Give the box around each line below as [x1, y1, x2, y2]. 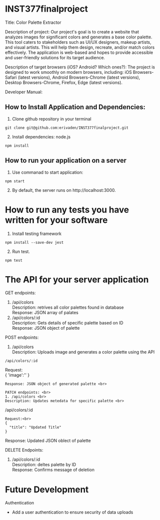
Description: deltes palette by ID [12, 462, 76, 468]
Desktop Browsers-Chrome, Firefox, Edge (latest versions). [5, 79, 123, 85]
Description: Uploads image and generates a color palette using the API [12, 349, 155, 355]
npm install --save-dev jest [5, 240, 64, 245]
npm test [5, 258, 23, 263]
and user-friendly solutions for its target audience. [5, 54, 105, 60]
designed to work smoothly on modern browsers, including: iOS [5, 69, 132, 75]
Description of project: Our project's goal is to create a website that [5, 29, 139, 34]
